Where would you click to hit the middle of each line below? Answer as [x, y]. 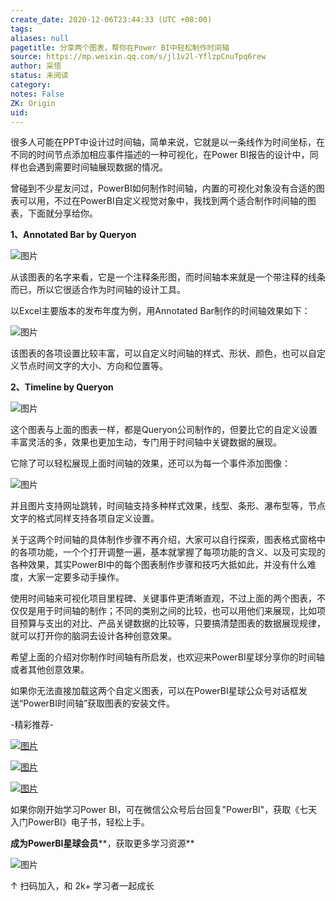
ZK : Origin [33, 103]
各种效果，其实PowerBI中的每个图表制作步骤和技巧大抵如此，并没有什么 [159, 565]
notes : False [37, 94]
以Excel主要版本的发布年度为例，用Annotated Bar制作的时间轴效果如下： [160, 311]
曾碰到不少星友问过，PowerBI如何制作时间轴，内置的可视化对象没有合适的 [163, 188]
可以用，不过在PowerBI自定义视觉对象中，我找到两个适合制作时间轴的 [163, 201]
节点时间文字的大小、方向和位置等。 [93, 366]
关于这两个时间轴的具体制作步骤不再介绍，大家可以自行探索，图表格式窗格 [163, 540]
